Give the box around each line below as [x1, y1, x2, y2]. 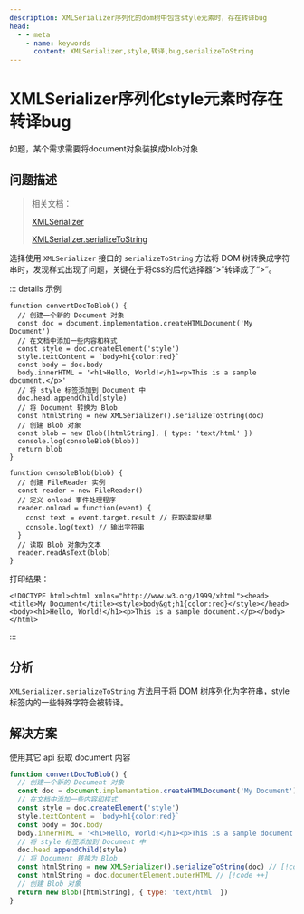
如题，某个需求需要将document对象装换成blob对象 [9, 143, 199, 154]
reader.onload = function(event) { [17, 503, 152, 512]
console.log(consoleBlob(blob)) [17, 436, 140, 445]
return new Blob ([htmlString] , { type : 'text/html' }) [17, 888, 229, 897]
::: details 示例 [9, 283, 62, 294]
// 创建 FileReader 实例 [17, 478, 106, 487]
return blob [17, 444, 63, 453]
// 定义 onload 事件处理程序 [17, 495, 117, 504]
